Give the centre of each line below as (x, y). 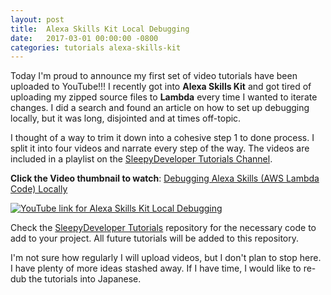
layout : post (37, 19)
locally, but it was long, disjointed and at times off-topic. (126, 118)
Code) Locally (39, 189)
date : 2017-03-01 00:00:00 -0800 (84, 38)
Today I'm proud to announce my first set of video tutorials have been (154, 76)
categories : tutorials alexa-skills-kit (96, 47)
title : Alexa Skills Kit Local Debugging (100, 29)
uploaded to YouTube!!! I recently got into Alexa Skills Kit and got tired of (161, 87)
